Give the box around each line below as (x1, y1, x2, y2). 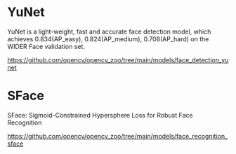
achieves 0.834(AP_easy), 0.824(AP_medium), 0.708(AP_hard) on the (7, 34, 209, 43)
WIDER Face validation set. (7, 42, 86, 50)
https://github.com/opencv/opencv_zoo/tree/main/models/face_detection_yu (7, 55, 229, 64)
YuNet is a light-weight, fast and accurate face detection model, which (7, 27, 211, 36)
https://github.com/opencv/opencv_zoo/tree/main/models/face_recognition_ (7, 132, 228, 140)
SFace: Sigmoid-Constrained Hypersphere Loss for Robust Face (7, 111, 193, 119)
